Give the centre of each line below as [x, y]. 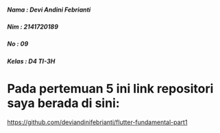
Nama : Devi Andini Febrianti [49, 10]
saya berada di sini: [63, 103]
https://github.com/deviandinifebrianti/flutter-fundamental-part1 [97, 122]
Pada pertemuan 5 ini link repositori [110, 88]
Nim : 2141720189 [33, 27]
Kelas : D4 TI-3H [31, 61]
